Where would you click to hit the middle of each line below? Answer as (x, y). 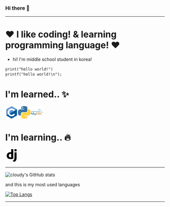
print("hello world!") (29, 70)
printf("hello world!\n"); (34, 75)
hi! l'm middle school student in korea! (52, 59)
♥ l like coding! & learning (61, 34)
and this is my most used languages (43, 185)
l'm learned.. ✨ (37, 95)
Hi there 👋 (18, 8)
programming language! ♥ (63, 45)
